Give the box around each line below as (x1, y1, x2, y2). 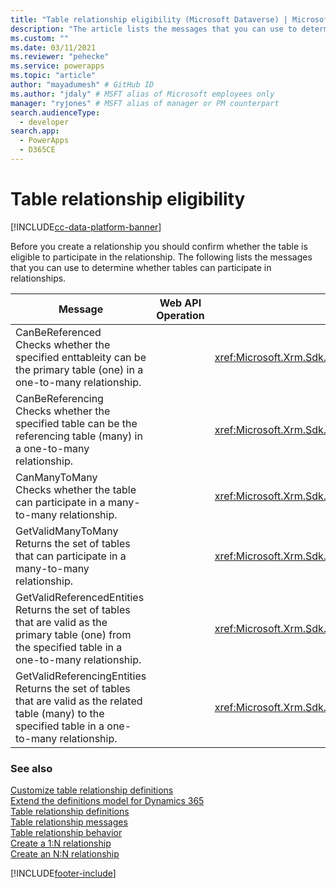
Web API (159, 296, 202, 310)
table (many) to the (15, 706, 105, 720)
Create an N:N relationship (10, 848, 120, 860)
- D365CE (19, 145, 56, 155)
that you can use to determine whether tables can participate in (10, 261, 272, 273)
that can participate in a (15, 549, 127, 563)
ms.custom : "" (10, 33, 70, 43)
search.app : (10, 126, 60, 136)
